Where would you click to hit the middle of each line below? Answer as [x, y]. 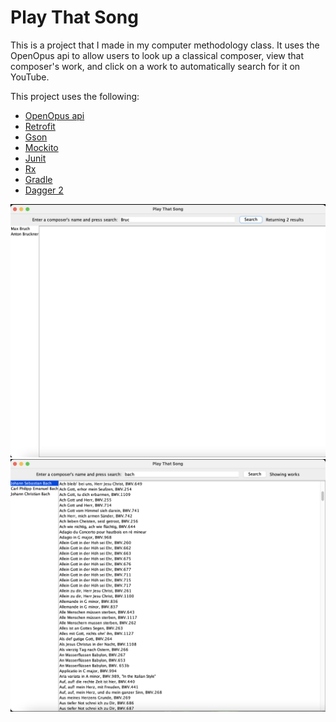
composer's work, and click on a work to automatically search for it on [155, 66]
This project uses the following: [75, 96]
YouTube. [30, 77]
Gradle [38, 179]
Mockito [41, 147]
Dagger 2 [44, 190]
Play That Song [74, 17]
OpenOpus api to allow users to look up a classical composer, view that [157, 55]
